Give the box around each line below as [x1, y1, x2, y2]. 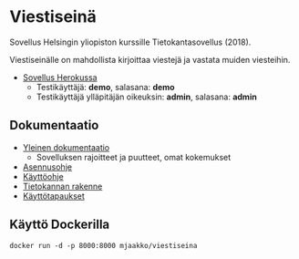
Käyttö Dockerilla [9, 217, 110, 233]
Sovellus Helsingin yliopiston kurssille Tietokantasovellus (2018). [9, 36, 252, 47]
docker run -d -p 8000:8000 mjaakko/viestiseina [9, 241, 198, 250]
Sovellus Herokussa [22, 71, 98, 83]
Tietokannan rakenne [22, 181, 103, 192]
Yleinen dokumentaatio [22, 141, 110, 152]
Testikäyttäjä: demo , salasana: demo [36, 81, 175, 92]
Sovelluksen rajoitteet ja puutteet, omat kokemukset [36, 151, 232, 162]
